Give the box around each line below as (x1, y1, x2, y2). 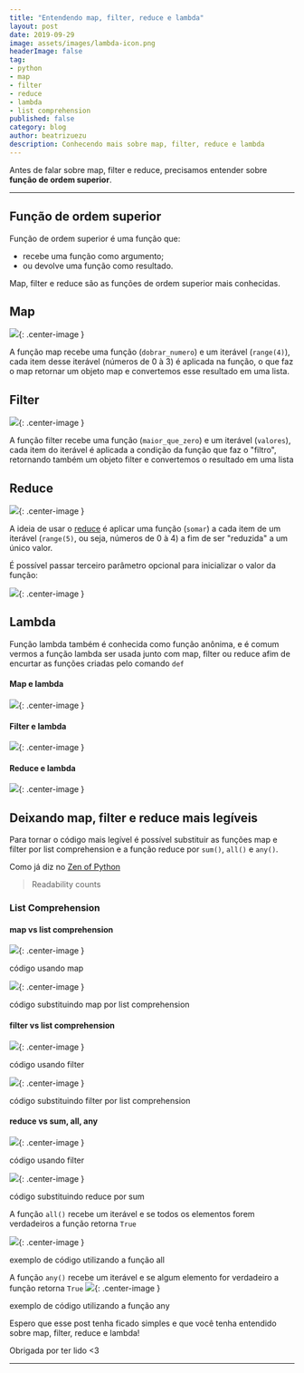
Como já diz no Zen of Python (9, 862, 120, 873)
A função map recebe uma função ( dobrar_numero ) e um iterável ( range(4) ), (9, 346, 291, 358)
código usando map (9, 962, 84, 974)
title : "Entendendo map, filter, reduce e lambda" (9, 13, 204, 23)
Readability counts (31, 879, 101, 890)
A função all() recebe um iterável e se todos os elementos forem (9, 1208, 255, 1219)
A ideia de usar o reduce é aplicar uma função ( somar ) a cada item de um (9, 523, 281, 534)
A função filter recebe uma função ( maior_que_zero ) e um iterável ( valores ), (9, 435, 291, 446)
